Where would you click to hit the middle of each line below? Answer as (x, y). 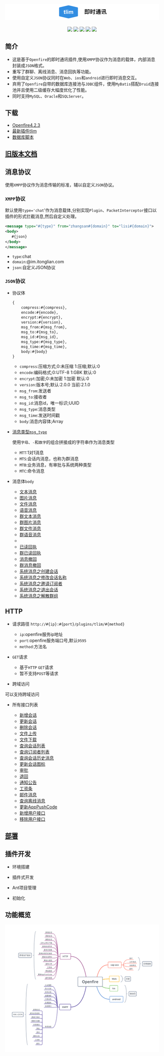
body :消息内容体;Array (41, 421)
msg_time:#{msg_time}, (44, 347)
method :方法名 (33, 646)
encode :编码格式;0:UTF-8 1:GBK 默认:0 (58, 372)
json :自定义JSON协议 (34, 267)
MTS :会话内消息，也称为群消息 (49, 458)
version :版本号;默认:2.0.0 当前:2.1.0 (55, 384)
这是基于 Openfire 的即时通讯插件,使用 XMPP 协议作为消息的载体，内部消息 (83, 59)
